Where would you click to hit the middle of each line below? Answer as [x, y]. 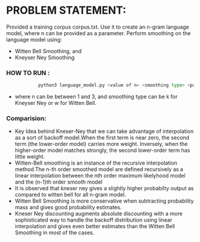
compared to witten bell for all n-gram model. [70, 195]
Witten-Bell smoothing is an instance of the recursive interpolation [96, 163]
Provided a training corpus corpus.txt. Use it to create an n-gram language [98, 27]
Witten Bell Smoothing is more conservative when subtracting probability [104, 201]
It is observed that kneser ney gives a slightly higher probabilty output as [104, 188]
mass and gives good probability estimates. [68, 207]
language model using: [34, 39]
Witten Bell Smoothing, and [48, 51]
